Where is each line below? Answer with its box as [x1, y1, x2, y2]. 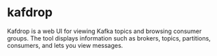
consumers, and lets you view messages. [7, 41, 124, 49]
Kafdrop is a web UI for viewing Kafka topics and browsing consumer [7, 27, 202, 35]
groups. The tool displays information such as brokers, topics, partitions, [7, 34, 211, 42]
